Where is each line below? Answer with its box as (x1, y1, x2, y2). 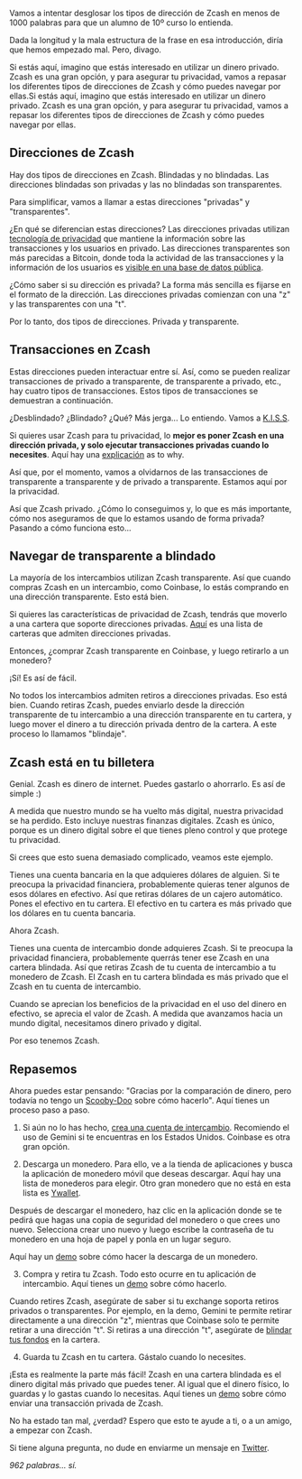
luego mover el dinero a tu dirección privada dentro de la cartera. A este (9, 719, 278, 730)
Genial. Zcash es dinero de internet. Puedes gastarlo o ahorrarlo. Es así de (9, 779, 286, 790)
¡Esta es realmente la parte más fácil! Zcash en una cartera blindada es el (9, 1369, 282, 1380)
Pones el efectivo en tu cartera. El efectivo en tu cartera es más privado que (9, 898, 292, 910)
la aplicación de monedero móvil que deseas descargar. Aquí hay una (22, 1169, 281, 1179)
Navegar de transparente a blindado (9, 549, 216, 564)
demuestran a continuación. (9, 394, 114, 405)
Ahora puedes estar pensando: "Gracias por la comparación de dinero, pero (9, 1086, 292, 1096)
